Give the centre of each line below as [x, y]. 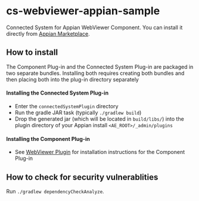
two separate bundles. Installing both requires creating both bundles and [95, 73]
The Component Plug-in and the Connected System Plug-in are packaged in [100, 67]
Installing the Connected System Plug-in [57, 93]
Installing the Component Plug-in [48, 139]
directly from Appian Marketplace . [48, 33]
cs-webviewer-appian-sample [83, 11]
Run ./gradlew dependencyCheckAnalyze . [55, 191]
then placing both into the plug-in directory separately [72, 79]
